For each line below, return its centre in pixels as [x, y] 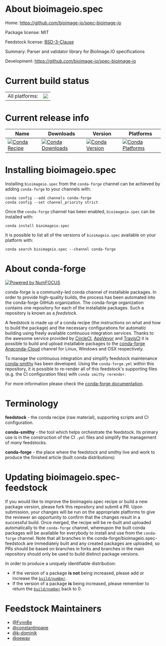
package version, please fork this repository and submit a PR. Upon [74, 506]
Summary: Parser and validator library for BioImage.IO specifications [75, 51]
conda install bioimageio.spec [37, 226]
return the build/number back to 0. [47, 589]
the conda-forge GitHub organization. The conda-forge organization [75, 303]
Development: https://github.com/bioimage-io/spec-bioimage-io [71, 61]
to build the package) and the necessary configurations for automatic [76, 328]
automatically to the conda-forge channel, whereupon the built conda [75, 528]
